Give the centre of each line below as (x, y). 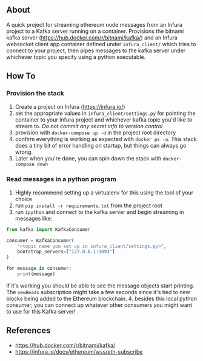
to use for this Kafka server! (41, 311)
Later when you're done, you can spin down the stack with (88, 158)
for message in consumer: (39, 269)
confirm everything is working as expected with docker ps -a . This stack (106, 139)
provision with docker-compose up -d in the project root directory (95, 132)
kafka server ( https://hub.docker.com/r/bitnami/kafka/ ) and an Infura (92, 37)
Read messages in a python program (61, 179)
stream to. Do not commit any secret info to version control (89, 126)
